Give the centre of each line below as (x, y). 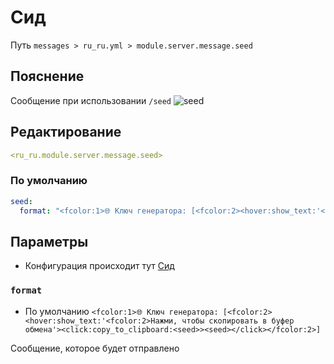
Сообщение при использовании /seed (91, 100)
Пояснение (47, 76)
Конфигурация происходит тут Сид (99, 266)
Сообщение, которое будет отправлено (95, 348)
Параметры (49, 241)
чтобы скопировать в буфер (238, 321)
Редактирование (66, 132)
